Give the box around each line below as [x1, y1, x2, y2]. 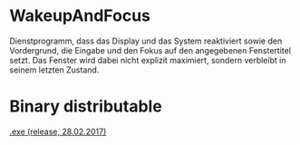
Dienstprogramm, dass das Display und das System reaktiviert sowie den [9, 35, 283, 46]
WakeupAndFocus [9, 5, 151, 26]
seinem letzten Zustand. [9, 64, 100, 75]
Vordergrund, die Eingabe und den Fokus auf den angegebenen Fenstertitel [9, 44, 292, 55]
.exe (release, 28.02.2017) [9, 126, 107, 137]
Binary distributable [9, 96, 163, 117]
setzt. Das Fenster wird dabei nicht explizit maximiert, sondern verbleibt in [9, 54, 286, 65]
